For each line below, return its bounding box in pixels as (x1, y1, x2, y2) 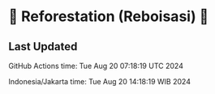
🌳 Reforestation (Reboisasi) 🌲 (8, 7, 209, 26)
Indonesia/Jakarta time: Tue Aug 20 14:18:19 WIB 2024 (8, 77, 191, 86)
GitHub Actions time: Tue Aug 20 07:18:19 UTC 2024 (8, 61, 184, 70)
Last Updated (8, 40, 78, 53)
